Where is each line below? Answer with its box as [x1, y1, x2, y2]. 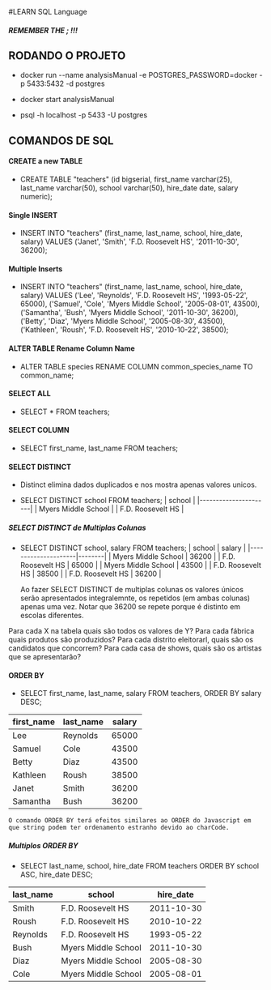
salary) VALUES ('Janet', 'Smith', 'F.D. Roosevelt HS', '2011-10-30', [19, 237, 239, 246]
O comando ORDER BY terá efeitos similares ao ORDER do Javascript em [8, 817, 252, 825]
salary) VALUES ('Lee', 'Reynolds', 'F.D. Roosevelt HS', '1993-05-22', [19, 291, 248, 301]
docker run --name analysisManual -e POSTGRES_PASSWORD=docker [19, 70, 257, 80]
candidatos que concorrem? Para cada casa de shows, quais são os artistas [8, 643, 262, 653]
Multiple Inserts [8, 263, 63, 274]
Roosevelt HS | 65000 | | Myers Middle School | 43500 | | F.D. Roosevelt [19, 561, 261, 570]
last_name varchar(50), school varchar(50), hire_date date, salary [19, 183, 239, 193]
